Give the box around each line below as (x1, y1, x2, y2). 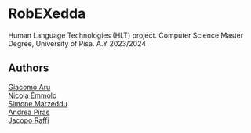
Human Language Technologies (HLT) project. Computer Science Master (8, 31, 244, 40)
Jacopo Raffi (8, 115, 49, 125)
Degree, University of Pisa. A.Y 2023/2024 (8, 38, 147, 48)
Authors (8, 62, 49, 75)
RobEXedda (8, 5, 86, 23)
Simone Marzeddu (8, 99, 68, 108)
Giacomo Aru (8, 82, 51, 92)
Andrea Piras (8, 107, 50, 117)
